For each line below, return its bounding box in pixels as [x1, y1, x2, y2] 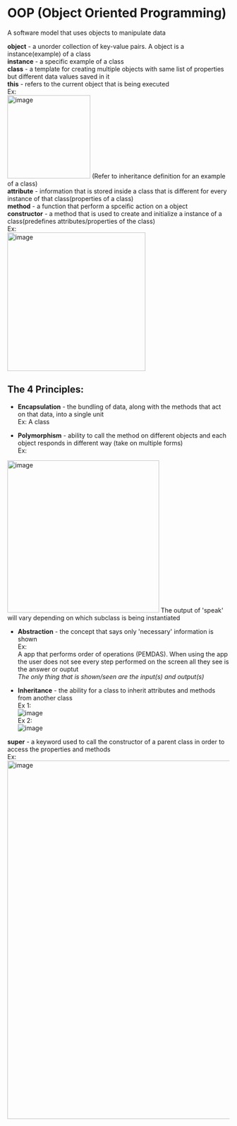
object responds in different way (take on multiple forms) [17, 438, 183, 447]
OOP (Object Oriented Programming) [7, 5, 227, 21]
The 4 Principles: [7, 384, 85, 396]
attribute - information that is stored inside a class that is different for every [7, 186, 227, 195]
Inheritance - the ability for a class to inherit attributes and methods [17, 686, 216, 695]
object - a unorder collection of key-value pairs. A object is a [7, 42, 185, 50]
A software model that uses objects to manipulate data [7, 28, 166, 37]
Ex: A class [17, 417, 50, 426]
